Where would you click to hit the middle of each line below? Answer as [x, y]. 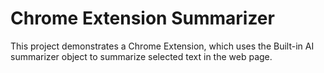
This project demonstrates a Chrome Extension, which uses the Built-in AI [162, 46]
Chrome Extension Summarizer [142, 18]
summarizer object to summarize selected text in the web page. [141, 56]
